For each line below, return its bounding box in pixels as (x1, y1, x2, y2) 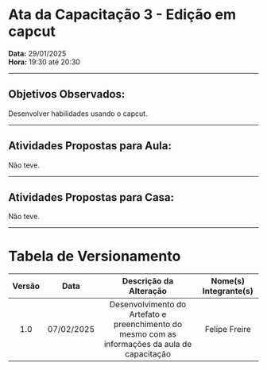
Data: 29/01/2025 (8, 48, 67, 58)
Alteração (128, 286, 167, 297)
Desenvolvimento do (109, 299, 187, 310)
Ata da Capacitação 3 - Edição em (8, 6, 237, 24)
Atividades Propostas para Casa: (8, 191, 175, 204)
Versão (12, 280, 41, 291)
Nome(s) (211, 276, 245, 287)
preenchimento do (114, 319, 183, 330)
